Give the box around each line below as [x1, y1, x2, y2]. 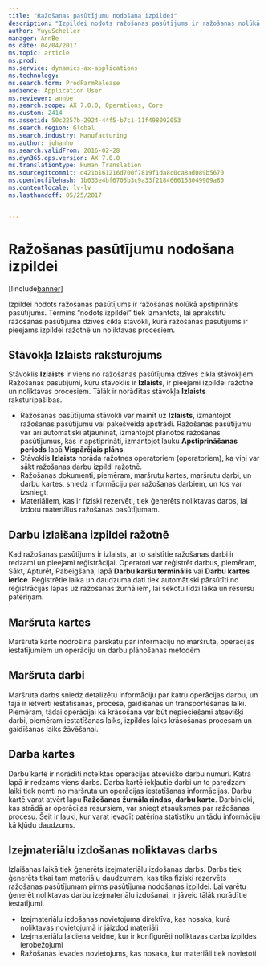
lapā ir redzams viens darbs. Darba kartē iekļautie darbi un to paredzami [8, 777, 247, 787]
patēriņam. [8, 592, 44, 602]
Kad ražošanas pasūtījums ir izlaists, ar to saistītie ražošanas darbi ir [8, 549, 234, 559]
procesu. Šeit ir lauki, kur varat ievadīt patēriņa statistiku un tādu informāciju [8, 812, 261, 821]
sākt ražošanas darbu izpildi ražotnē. [19, 462, 143, 471]
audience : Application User [8, 86, 103, 95]
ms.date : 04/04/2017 [8, 42, 78, 50]
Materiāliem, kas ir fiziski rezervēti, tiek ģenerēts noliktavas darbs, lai [19, 496, 249, 506]
